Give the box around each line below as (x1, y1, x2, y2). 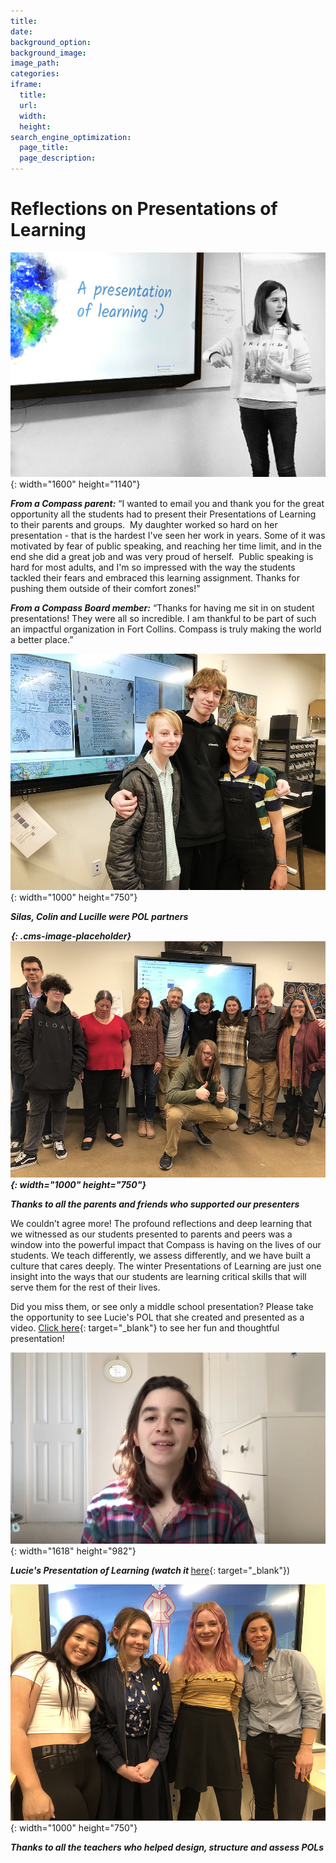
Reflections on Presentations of (10, 198, 278, 220)
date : (10, 26, 33, 37)
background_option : (10, 37, 92, 47)
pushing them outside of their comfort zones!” (10, 582, 201, 594)
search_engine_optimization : (10, 132, 132, 142)
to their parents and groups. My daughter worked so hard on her (10, 518, 278, 530)
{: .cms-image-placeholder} (11, 930, 132, 942)
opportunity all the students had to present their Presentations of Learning (10, 508, 317, 520)
